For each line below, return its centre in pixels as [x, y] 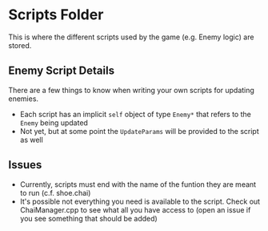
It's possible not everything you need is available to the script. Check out [140, 201]
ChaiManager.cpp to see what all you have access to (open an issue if [135, 209]
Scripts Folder [56, 15]
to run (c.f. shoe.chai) [55, 192]
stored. [20, 45]
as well [32, 140]
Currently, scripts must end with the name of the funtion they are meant [138, 184]
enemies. [23, 99]
